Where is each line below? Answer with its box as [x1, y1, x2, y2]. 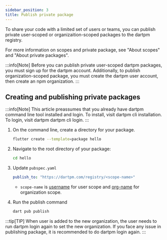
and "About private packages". [5, 52, 69, 58]
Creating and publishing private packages [5, 92, 141, 101]
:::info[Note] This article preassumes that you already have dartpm [5, 106, 144, 112]
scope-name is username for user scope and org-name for [20, 184, 140, 190]
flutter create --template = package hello [12, 136, 102, 142]
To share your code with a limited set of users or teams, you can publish [5, 26, 156, 32]
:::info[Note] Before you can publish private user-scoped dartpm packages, [5, 62, 162, 68]
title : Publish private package [5, 12, 73, 17]
